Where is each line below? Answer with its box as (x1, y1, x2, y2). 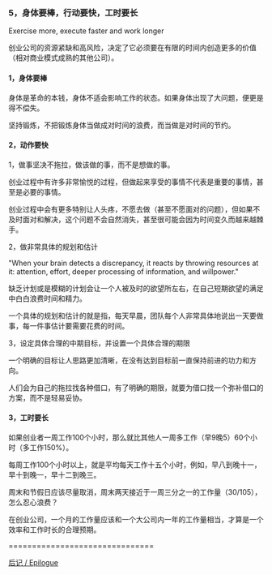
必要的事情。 (22, 187, 66, 196)
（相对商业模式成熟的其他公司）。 (8, 53, 119, 62)
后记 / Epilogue (8, 557, 59, 567)
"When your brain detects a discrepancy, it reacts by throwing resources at (8, 258, 259, 268)
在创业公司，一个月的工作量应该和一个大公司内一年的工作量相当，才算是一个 (8, 514, 264, 524)
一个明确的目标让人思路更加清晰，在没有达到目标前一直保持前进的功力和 (8, 355, 249, 365)
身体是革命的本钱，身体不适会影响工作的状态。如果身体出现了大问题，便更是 (8, 92, 264, 102)
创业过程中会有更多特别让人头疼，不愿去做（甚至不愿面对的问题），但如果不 (8, 204, 261, 214)
